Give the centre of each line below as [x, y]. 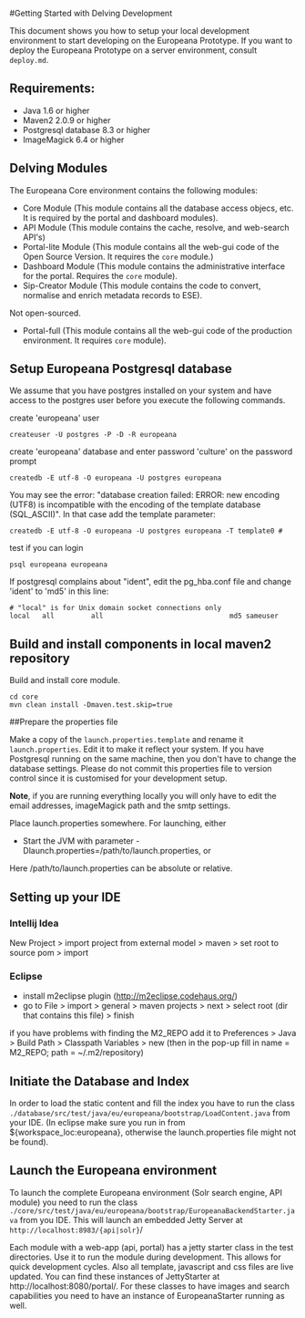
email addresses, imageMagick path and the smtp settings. [120, 805]
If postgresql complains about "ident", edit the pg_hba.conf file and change [150, 582]
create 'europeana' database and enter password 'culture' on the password [151, 451]
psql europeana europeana [58, 565]
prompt [23, 462]
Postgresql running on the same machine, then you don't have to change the [153, 759]
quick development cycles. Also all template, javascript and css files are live [152, 1266]
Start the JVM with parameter [78, 841]
